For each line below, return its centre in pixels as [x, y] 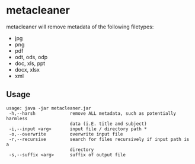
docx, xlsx [27, 69]
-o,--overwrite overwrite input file [66, 134]
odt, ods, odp [31, 57]
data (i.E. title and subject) [108, 124]
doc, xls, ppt [30, 63]
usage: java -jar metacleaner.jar [49, 108]
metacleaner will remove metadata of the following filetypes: [80, 27]
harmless [17, 118]
